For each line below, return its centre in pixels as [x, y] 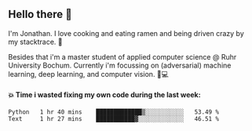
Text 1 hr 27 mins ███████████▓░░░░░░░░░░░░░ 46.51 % [114, 119]
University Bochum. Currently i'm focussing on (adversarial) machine [120, 65]
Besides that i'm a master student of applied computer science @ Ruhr [122, 56]
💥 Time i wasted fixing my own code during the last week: [105, 95]
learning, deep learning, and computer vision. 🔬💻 [88, 74]
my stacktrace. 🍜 [35, 42]
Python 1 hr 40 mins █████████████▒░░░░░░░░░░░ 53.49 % [114, 112]
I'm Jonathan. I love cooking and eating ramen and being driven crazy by [126, 33]
